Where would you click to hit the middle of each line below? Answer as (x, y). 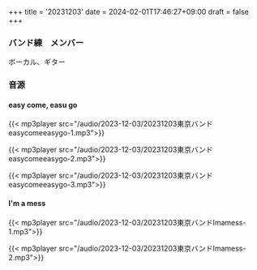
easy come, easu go (43, 105)
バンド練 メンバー (46, 42)
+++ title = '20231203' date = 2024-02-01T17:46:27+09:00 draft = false (128, 12)
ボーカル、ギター (37, 62)
